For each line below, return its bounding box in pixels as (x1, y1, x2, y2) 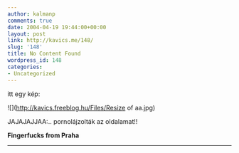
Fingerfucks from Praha (7, 131, 80, 139)
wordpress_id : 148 (7, 57, 62, 64)
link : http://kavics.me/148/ (7, 37, 94, 44)
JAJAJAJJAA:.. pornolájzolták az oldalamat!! (7, 117, 138, 125)
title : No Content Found (7, 51, 81, 58)
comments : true (7, 17, 53, 24)
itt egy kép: (7, 90, 41, 98)
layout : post (7, 30, 46, 38)
